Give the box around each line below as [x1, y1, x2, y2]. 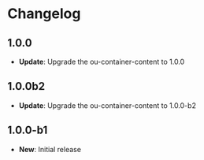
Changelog [7, 5, 81, 23]
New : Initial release [18, 144, 82, 154]
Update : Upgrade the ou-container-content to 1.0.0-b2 [18, 100, 196, 110]
